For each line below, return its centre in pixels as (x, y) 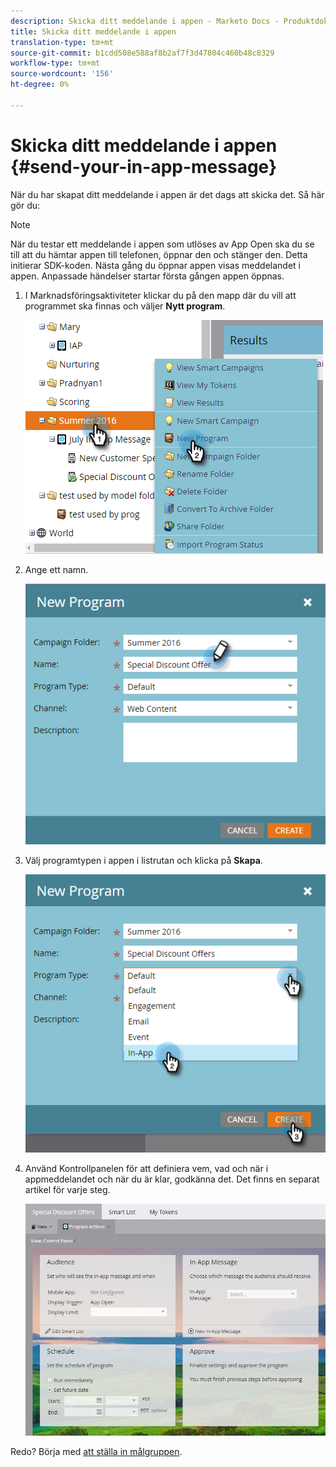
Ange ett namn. (56, 569)
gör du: (25, 205)
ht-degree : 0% (40, 85)
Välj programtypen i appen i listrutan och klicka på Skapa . (143, 860)
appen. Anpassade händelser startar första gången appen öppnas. (147, 276)
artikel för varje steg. (67, 1189)
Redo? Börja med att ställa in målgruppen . (96, 1452)
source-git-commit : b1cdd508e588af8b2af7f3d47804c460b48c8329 (142, 53)
